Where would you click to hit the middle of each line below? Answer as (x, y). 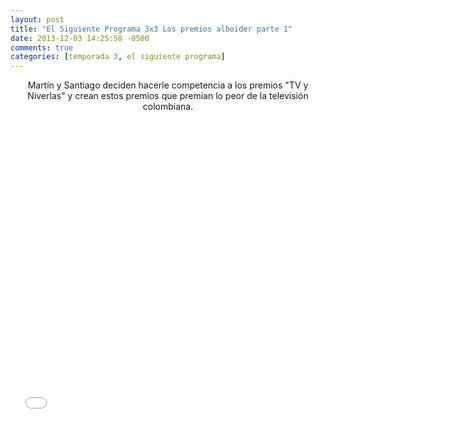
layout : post (37, 19)
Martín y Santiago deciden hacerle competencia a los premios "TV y (168, 85)
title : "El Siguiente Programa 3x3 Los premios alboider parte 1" (151, 29)
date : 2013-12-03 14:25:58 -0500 (80, 38)
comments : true (42, 47)
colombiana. (168, 107)
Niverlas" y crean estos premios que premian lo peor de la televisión (168, 96)
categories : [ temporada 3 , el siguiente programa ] (118, 57)
